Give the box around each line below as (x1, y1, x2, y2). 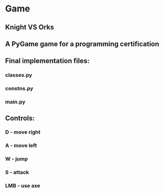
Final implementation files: (5, 57, 90, 65)
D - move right (5, 129, 41, 136)
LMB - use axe (5, 183, 41, 190)
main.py (5, 98, 26, 105)
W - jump (5, 156, 28, 163)
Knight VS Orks (5, 23, 54, 31)
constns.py (5, 85, 33, 92)
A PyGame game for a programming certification (5, 39, 160, 48)
